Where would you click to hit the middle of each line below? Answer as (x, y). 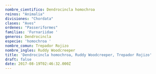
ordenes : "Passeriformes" (31, 28)
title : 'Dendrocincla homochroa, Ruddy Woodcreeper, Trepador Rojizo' (78, 55)
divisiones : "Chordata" (29, 18)
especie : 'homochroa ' (28, 41)
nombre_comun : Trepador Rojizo (37, 46)
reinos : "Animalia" (25, 14)
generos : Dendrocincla (28, 37)
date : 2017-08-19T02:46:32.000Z (38, 64)
